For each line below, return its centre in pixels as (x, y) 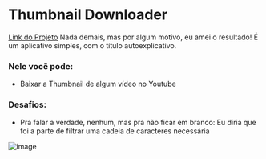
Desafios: (27, 104)
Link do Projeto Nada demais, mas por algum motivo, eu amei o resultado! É (133, 37)
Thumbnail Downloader (88, 15)
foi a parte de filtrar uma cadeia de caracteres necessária (115, 131)
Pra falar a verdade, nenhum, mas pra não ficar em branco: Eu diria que (138, 122)
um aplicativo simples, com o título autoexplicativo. (93, 45)
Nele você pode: (41, 66)
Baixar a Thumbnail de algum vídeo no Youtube (98, 84)
